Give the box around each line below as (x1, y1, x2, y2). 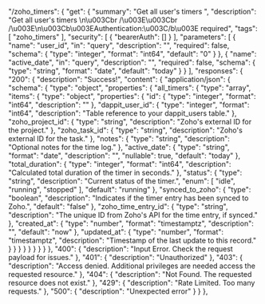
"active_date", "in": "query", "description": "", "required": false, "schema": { (8, 57, 256, 67)
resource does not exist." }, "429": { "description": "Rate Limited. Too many (8, 278, 255, 287)
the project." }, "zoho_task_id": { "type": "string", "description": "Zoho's (8, 125, 243, 135)
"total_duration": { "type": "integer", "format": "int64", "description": (8, 160, 231, 168)
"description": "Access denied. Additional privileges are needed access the (8, 261, 255, 270)
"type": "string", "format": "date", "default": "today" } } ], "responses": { (8, 66, 243, 75)
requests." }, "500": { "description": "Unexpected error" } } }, (8, 286, 208, 296)
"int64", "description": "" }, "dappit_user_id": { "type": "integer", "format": (8, 100, 250, 109)
